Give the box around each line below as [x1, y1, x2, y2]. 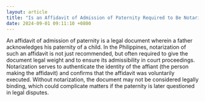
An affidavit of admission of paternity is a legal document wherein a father [6, 37, 193, 45]
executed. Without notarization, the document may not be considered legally [6, 76, 199, 83]
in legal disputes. [6, 89, 49, 97]
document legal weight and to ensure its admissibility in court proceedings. [6, 56, 195, 64]
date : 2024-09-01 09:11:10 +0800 [6, 20, 92, 26]
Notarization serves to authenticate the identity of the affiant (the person [6, 63, 189, 70]
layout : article [6, 9, 48, 15]
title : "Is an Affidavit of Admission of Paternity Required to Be [6, 15, 182, 21]
